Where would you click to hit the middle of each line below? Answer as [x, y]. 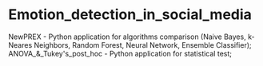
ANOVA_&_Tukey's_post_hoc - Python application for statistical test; [120, 53]
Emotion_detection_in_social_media [130, 15]
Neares [20, 45]
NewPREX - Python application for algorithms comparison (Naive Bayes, [127, 37]
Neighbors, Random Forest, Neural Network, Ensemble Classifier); [143, 45]
